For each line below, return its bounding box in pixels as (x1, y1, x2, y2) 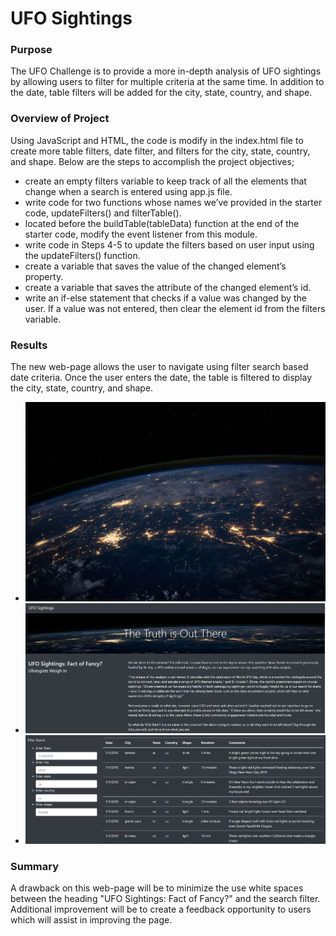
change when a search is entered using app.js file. (24, 185, 233, 197)
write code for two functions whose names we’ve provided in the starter (24, 196, 323, 208)
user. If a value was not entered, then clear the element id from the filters (24, 302, 326, 314)
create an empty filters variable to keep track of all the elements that (24, 175, 307, 187)
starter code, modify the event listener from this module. (24, 228, 258, 240)
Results (10, 338, 48, 352)
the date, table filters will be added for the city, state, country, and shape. (10, 87, 313, 99)
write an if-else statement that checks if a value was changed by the (24, 292, 307, 304)
